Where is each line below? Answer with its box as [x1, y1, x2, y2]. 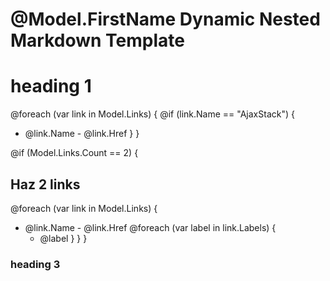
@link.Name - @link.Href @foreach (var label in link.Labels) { [24, 221, 277, 233]
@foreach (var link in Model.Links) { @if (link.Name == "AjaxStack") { [10, 108, 295, 120]
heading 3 [10, 257, 61, 271]
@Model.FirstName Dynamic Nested [10, 8, 321, 31]
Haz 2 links [10, 176, 81, 193]
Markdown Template [10, 29, 185, 52]
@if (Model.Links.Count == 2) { [10, 147, 139, 159]
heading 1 [10, 75, 92, 98]
